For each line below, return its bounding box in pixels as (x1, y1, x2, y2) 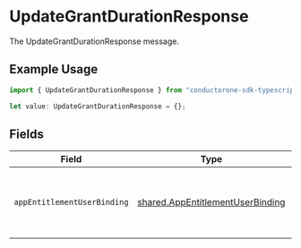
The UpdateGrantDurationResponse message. (9, 36, 179, 47)
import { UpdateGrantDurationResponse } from (9, 85, 182, 95)
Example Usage (9, 62, 99, 77)
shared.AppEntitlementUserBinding (137, 196, 286, 209)
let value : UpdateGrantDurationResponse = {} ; (9, 101, 186, 111)
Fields (9, 126, 45, 141)
